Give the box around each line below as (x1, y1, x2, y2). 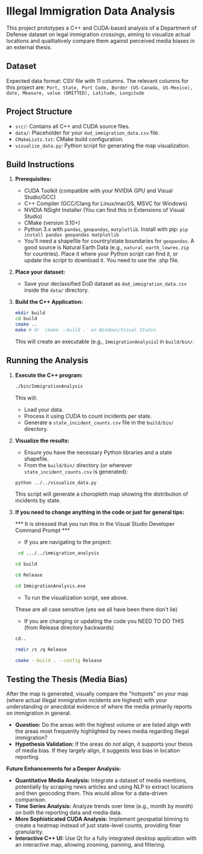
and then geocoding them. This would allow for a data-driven (14, 790, 168, 797)
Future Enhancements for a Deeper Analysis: (6, 765, 121, 772)
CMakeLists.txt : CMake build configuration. (14, 135, 124, 143)
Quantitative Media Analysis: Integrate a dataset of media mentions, (14, 777, 187, 784)
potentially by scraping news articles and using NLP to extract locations (14, 783, 194, 790)
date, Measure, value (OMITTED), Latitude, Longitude (6, 90, 145, 96)
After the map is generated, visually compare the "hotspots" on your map (6, 690, 188, 697)
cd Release (14, 572, 43, 579)
